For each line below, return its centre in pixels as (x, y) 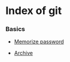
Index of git (34, 11)
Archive (23, 53)
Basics (15, 29)
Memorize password (39, 42)
